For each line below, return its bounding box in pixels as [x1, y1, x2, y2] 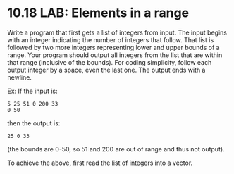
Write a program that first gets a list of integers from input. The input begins [7, 28, 228, 37]
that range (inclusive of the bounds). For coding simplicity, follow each [7, 58, 212, 66]
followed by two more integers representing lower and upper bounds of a [7, 43, 220, 51]
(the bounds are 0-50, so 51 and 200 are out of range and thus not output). [7, 144, 225, 153]
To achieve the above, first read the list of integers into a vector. [7, 159, 193, 167]
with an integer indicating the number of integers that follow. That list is [7, 35, 214, 44]
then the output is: [7, 118, 61, 128]
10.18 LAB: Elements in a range [7, 5, 190, 21]
